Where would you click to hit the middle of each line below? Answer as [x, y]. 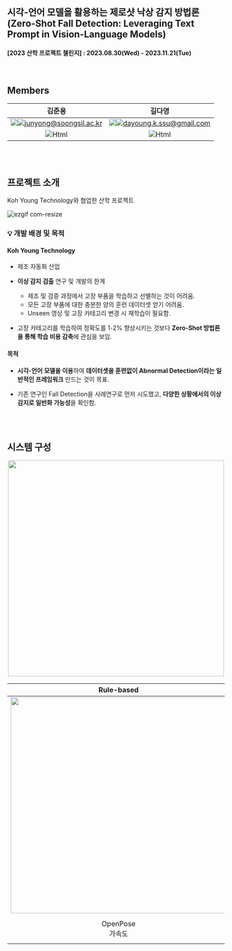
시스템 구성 [29, 447]
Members [28, 90]
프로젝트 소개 [33, 182]
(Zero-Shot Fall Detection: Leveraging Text [101, 24]
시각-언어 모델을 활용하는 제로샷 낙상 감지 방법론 [104, 12]
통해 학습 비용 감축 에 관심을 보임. [68, 337]
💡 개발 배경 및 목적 [36, 234]
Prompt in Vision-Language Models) [87, 34]
